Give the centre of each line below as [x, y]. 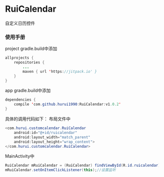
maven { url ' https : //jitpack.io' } [60, 71]
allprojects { [20, 58]
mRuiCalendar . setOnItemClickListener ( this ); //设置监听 [61, 170]
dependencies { [20, 100]
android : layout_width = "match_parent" [52, 137]
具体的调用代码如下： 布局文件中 [38, 119]
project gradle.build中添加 [31, 49]
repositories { [29, 63]
